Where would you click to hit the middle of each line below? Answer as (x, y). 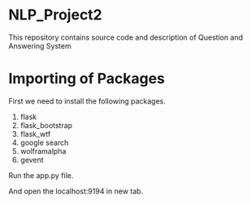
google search (44, 142)
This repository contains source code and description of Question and (126, 37)
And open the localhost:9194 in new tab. (76, 191)
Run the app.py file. (41, 175)
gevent (32, 159)
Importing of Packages (87, 79)
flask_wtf (35, 134)
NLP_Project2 (56, 15)
